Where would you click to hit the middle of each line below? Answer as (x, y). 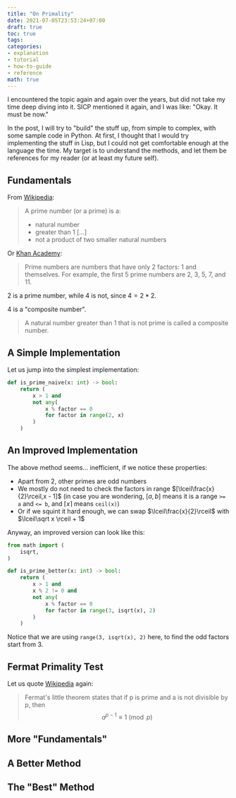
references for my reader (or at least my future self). (83, 158)
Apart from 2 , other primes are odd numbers (82, 481)
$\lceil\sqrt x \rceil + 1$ (51, 519)
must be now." (28, 114)
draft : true (25, 27)
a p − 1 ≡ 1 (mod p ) (127, 717)
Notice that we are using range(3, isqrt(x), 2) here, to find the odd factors (118, 637)
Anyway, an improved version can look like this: (76, 532)
